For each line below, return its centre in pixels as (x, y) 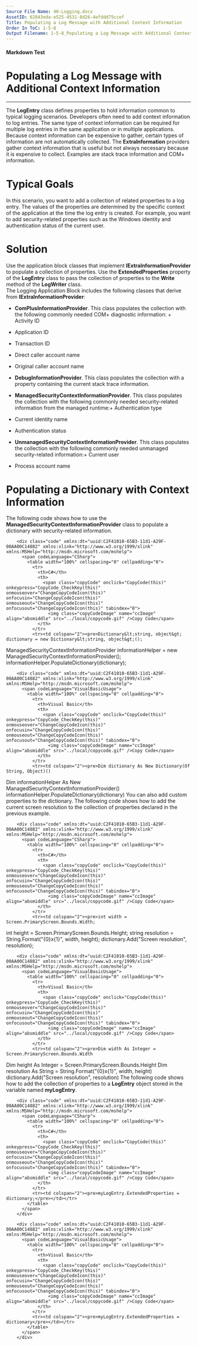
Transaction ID (32, 343)
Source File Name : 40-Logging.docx (50, 11)
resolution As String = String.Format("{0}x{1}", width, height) (79, 1071)
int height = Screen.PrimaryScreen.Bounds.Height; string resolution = (90, 933)
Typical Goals (40, 184)
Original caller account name (49, 366)
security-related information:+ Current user (67, 454)
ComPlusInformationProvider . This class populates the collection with (100, 308)
